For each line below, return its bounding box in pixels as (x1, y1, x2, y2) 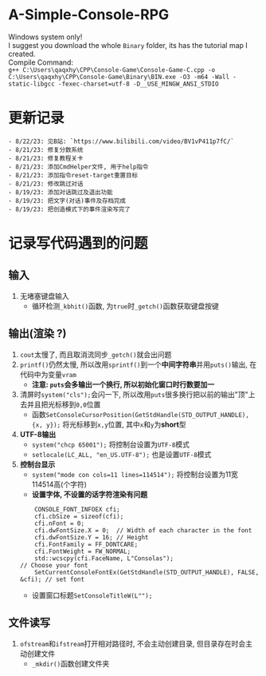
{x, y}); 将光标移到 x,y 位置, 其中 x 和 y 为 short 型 (31, 420, 186, 429)
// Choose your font (19, 561, 88, 569)
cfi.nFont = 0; (34, 519, 85, 527)
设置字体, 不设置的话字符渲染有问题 (31, 489, 148, 499)
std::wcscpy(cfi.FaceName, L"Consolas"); (34, 554, 174, 563)
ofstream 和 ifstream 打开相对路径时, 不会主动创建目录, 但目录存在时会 (19, 638, 246, 648)
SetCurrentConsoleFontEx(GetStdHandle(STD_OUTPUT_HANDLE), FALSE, (34, 568, 260, 576)
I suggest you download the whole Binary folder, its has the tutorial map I (8, 40, 248, 50)
